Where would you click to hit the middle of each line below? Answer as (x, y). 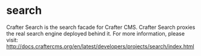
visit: (12, 40)
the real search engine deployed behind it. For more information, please (96, 33)
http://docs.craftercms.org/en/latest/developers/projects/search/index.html (100, 46)
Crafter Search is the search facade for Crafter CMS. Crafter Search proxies (101, 27)
